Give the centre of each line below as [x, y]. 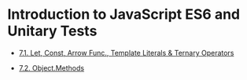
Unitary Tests [52, 31]
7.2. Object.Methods [51, 67]
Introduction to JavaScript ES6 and [124, 15]
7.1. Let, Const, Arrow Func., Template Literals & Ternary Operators [126, 53]
